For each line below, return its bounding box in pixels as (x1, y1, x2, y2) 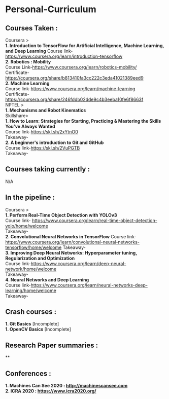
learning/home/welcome (5, 287, 57, 294)
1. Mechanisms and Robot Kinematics (5, 107, 86, 113)
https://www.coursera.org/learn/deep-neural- (30, 260, 126, 267)
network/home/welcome (5, 266, 57, 272)
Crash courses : (5, 308, 57, 316)
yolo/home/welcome (5, 223, 48, 229)
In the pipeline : (5, 193, 55, 202)
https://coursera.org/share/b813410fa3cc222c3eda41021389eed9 (5, 75, 144, 81)
